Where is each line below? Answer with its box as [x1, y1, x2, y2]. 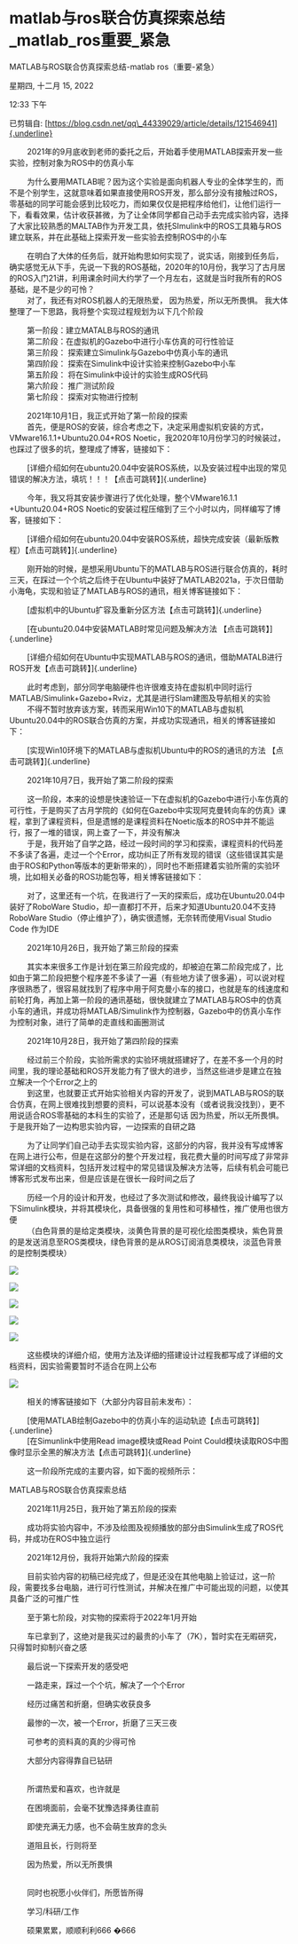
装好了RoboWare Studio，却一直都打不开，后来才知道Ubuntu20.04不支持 [9, 901, 277, 912]
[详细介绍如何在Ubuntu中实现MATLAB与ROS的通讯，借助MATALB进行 [26, 652, 283, 662]
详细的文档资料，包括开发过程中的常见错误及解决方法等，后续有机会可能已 [16, 1162, 289, 1173]
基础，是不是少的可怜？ [9, 283, 95, 294]
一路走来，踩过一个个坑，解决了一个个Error [26, 1679, 185, 1690]
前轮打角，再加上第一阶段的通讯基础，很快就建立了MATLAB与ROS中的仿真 [9, 994, 282, 1005]
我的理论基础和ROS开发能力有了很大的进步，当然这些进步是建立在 [32, 1065, 274, 1076]
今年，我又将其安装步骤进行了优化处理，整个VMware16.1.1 [26, 492, 238, 502]
